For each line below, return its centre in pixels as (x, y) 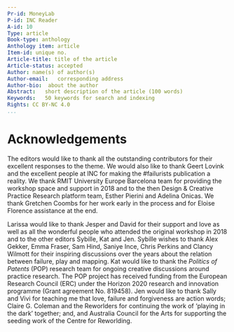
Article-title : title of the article (62, 59)
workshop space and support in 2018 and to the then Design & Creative (110, 188)
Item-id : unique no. (37, 53)
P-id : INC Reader (33, 20)
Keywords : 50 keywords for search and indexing (81, 99)
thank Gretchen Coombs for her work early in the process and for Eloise (111, 203)
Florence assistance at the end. (53, 210)
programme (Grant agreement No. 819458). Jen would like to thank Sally (112, 291)
